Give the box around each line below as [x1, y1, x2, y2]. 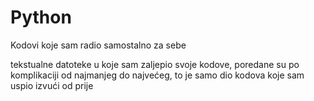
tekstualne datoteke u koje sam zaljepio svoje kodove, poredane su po [10, 58, 300, 70]
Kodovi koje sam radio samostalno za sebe [10, 39, 187, 51]
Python [10, 6, 72, 29]
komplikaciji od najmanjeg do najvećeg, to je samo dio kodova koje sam [10, 69, 305, 81]
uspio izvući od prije [10, 79, 94, 91]
